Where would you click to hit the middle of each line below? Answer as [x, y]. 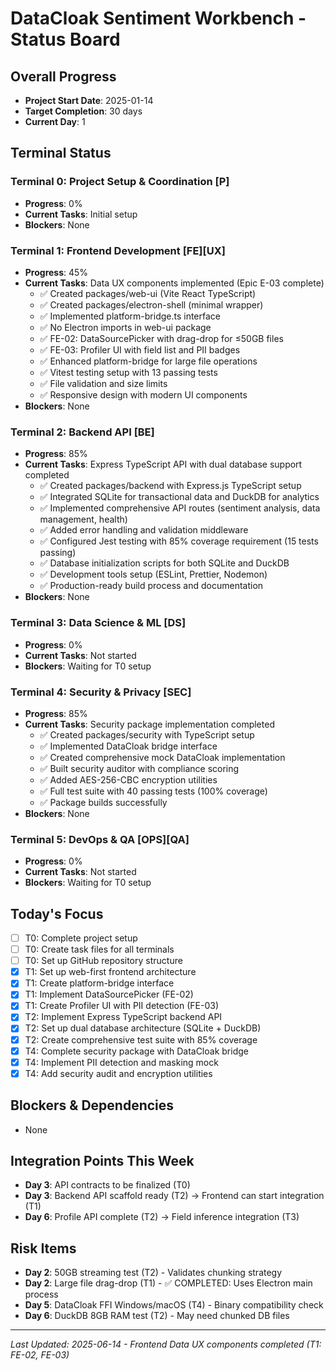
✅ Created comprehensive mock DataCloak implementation [162, 757]
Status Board [65, 39]
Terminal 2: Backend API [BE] [82, 432]
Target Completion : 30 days [83, 111]
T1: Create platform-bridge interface [99, 983]
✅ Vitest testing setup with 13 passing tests [128, 372]
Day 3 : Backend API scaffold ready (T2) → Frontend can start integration [174, 1196]
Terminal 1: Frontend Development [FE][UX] [118, 250]
